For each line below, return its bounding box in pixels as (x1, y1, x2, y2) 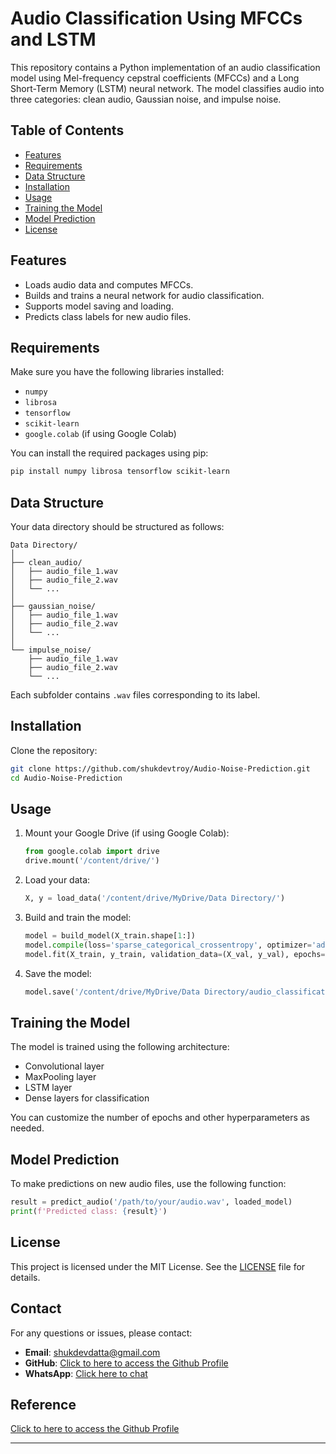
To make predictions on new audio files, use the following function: (10, 1178, 287, 1190)
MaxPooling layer (24, 1071, 97, 1083)
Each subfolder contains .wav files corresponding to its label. (10, 689, 261, 701)
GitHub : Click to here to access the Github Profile (24, 1357, 229, 1369)
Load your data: (24, 874, 91, 886)
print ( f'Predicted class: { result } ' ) (10, 1207, 168, 1217)
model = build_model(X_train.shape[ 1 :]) (24, 931, 196, 941)
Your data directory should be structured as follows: (10, 521, 225, 533)
